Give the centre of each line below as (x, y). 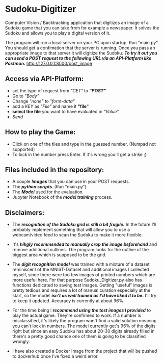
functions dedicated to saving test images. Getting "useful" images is (82, 285)
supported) (24, 149)
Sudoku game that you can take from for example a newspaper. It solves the (82, 27)
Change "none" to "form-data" (43, 101)
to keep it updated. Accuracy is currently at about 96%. (68, 301)
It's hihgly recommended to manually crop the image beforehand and (84, 244)
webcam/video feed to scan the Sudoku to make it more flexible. (78, 235)
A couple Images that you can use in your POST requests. (71, 181)
